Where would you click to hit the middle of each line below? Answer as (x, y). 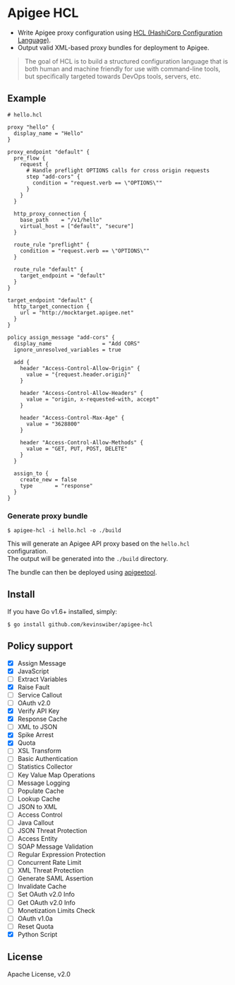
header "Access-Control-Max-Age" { (72, 418)
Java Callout (36, 822)
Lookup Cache (39, 798)
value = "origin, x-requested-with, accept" (92, 399)
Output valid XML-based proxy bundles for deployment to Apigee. (113, 47)
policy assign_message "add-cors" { (61, 337)
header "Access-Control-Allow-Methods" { (82, 442)
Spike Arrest (36, 735)
